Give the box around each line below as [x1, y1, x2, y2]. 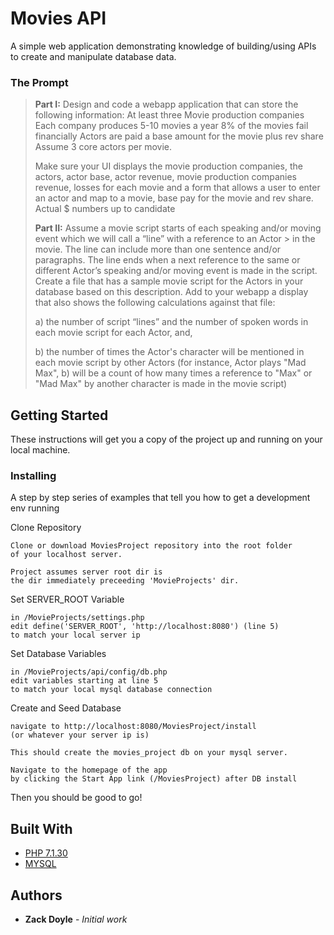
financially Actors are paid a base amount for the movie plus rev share [34, 130, 324, 142]
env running [10, 502, 60, 514]
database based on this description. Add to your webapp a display [34, 286, 309, 298]
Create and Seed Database [10, 702, 122, 714]
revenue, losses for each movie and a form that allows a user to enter [34, 182, 321, 194]
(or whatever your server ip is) [10, 730, 150, 741]
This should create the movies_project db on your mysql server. [10, 748, 288, 758]
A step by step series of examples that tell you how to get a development [10, 492, 311, 504]
